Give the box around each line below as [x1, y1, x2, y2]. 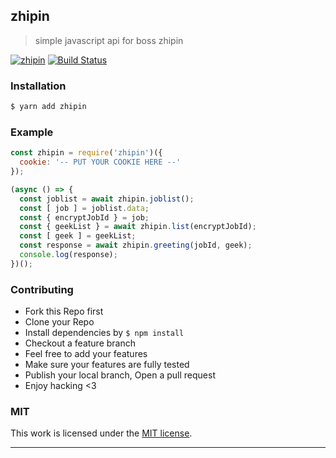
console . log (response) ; [19, 250, 118, 260]
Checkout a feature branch [24, 337, 136, 349]
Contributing [10, 282, 74, 296]
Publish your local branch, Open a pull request [24, 369, 216, 381]
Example [10, 125, 54, 139]
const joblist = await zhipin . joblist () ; [19, 194, 195, 204]
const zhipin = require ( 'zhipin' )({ [10, 148, 163, 158]
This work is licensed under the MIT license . [10, 427, 193, 439]
